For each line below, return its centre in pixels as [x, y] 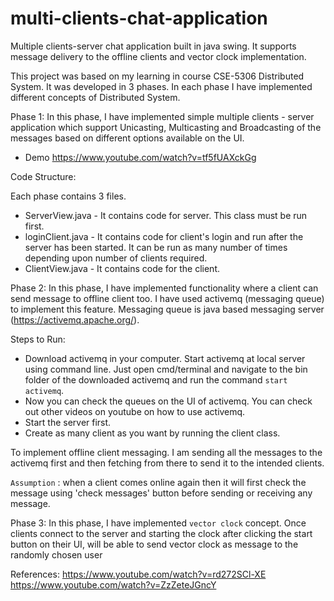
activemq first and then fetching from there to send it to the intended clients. [167, 463]
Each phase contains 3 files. [68, 196]
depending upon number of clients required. [116, 258]
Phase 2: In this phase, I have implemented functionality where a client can [164, 288]
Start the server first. [68, 422]
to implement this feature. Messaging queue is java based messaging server [167, 309]
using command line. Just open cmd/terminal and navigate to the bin [166, 369]
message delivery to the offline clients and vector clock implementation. [158, 56]
